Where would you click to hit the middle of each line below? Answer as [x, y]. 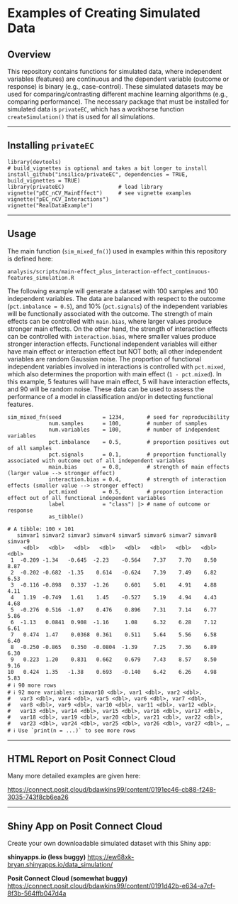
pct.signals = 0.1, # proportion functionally [137, 454]
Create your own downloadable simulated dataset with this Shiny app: [109, 844]
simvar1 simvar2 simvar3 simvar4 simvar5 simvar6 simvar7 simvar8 [117, 535]
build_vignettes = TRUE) [44, 180]
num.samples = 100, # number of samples [128, 423]
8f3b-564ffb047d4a [37, 893]
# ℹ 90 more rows [32, 685]
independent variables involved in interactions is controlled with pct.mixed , [116, 366]
